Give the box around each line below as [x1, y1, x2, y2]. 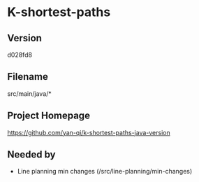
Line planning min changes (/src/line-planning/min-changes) [17, 167, 193, 176]
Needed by [7, 148, 56, 161]
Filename [7, 71, 49, 83]
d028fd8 [7, 50, 33, 59]
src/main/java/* [7, 89, 52, 98]
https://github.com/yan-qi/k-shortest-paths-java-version [7, 128, 170, 136]
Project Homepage [7, 110, 91, 122]
